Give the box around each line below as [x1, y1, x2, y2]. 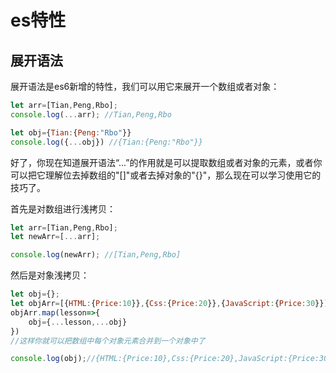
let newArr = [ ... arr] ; [10, 232, 101, 242]
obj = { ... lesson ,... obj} [28, 317, 128, 327]
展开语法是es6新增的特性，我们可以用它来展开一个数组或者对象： [10, 81, 280, 92]
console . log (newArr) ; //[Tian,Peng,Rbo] [10, 250, 182, 260]
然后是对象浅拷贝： [10, 269, 90, 281]
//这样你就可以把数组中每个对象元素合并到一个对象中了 [10, 336, 206, 346]
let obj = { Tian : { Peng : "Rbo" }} [10, 127, 132, 138]
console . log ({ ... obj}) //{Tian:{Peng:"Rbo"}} [10, 137, 203, 147]
